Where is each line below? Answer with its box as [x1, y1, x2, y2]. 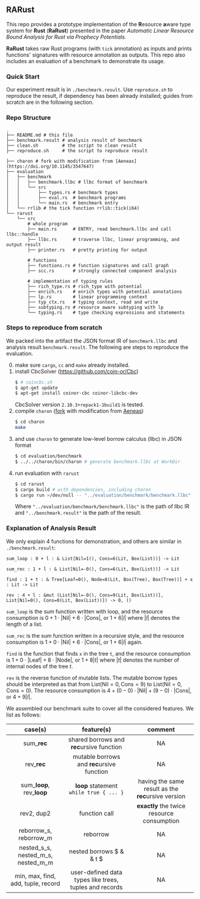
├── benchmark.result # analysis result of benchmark [6, 137, 143, 144]
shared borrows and [68, 735, 125, 743]
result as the [143, 784, 179, 793]
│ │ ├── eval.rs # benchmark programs [6, 195, 127, 201]
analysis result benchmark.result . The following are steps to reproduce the [6, 343, 189, 351]
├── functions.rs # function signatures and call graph [27, 262, 169, 269]
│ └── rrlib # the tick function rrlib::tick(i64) [6, 205, 140, 211]
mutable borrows [72, 752, 121, 761]
